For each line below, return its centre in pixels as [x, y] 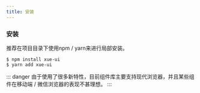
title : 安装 [20, 12]
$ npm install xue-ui [33, 59]
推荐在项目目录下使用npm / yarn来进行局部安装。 [67, 48]
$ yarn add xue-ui [29, 64]
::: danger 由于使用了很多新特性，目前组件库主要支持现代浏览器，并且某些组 [100, 76]
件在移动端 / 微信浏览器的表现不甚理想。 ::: [59, 84]
